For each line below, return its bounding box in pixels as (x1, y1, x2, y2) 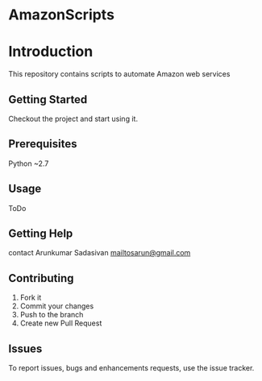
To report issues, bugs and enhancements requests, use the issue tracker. (8, 363, 255, 372)
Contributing (8, 271, 74, 285)
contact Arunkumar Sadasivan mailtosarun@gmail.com (8, 248, 191, 258)
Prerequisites (8, 137, 77, 151)
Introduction (8, 43, 94, 61)
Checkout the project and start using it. (8, 114, 139, 123)
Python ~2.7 (8, 159, 49, 168)
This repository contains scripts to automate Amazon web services (8, 69, 231, 79)
